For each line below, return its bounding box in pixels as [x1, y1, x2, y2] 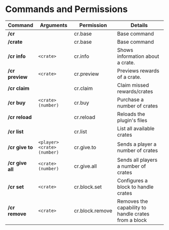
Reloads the [117, 110, 145, 118]
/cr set [8, 183, 24, 190]
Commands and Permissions [5, 4, 128, 15]
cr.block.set [73, 183, 102, 190]
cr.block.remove [73, 207, 113, 214]
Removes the [117, 197, 148, 204]
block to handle [117, 183, 154, 190]
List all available [117, 125, 155, 132]
